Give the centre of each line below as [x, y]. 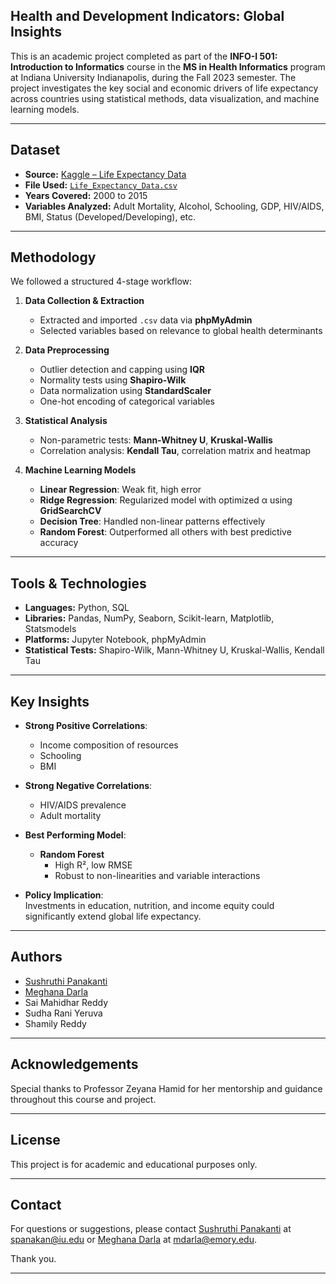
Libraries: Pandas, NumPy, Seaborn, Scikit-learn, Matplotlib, [149, 618]
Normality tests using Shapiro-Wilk [113, 380]
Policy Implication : [64, 895]
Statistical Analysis [66, 421]
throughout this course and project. [83, 1099]
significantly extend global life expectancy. [113, 916]
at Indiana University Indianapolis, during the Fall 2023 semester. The [153, 77]
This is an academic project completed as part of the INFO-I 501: [144, 56]
